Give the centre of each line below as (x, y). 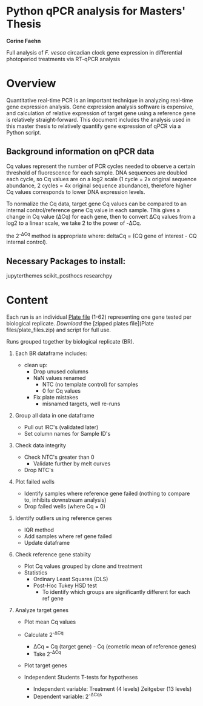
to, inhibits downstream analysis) (65, 500)
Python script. (24, 132)
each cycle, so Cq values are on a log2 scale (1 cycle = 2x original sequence (101, 179)
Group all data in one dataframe (55, 416)
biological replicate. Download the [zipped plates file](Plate (80, 324)
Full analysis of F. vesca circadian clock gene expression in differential (94, 52)
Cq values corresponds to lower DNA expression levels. (76, 191)
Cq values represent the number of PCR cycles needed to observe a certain (101, 166)
